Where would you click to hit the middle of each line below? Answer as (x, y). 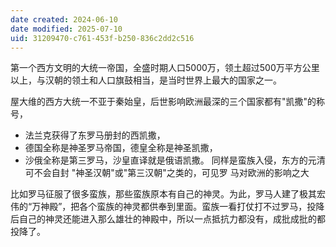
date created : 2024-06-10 (64, 19)
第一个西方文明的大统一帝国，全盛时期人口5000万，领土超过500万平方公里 (165, 68)
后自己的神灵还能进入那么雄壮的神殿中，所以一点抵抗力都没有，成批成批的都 (168, 219)
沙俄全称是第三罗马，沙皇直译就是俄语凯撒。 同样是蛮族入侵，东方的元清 (175, 160)
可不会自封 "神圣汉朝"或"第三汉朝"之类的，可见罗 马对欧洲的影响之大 (167, 173)
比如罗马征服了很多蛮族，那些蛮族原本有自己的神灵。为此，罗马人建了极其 (163, 194)
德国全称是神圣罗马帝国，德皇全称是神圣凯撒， (121, 148)
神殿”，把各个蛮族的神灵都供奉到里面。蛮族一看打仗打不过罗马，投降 (182, 207)
